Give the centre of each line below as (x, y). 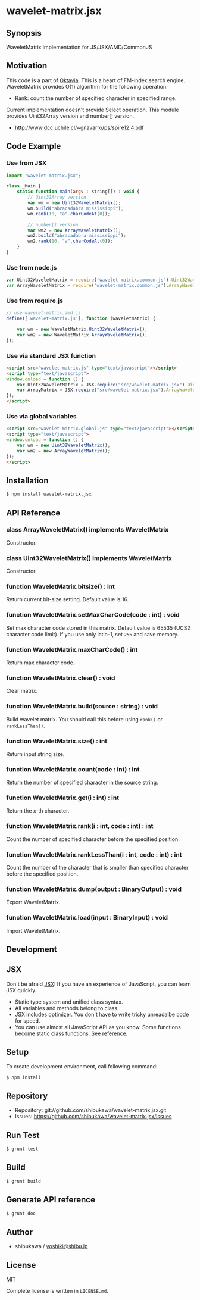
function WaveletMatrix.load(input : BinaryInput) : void (87, 918)
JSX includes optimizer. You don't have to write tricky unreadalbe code (102, 1014)
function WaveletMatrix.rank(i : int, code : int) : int (80, 826)
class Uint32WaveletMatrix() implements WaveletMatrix (89, 558)
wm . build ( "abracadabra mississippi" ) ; (76, 208)
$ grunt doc (21, 1213)
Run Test (23, 1135)
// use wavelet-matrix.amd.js (44, 313)
